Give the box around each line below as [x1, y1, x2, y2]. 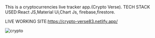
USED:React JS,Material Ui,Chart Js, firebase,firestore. [5, 9, 115, 15]
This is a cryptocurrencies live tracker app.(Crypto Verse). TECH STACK [5, 4, 150, 10]
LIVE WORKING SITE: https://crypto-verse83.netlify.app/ [5, 19, 118, 24]
